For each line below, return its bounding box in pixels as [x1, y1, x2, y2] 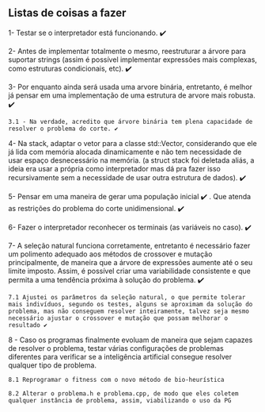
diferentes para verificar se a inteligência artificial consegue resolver [8, 352, 232, 361]
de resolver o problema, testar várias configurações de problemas [8, 343, 224, 352]
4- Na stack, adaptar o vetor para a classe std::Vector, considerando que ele [8, 138, 257, 148]
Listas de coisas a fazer [8, 6, 127, 20]
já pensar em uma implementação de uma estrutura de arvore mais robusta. [8, 90, 256, 100]
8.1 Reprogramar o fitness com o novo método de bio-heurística [8, 375, 225, 383]
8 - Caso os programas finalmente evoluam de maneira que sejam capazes [8, 335, 253, 345]
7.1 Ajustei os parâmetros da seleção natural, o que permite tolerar [8, 293, 246, 301]
